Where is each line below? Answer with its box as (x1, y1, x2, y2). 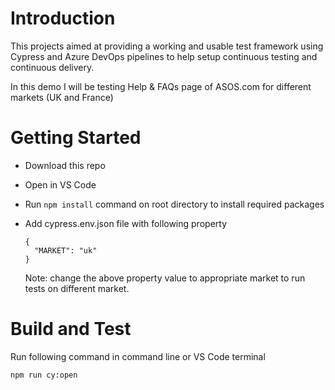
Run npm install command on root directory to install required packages (24, 198, 325, 210)
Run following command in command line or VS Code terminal (10, 350, 266, 362)
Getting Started (10, 127, 142, 149)
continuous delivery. (10, 61, 95, 73)
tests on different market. (24, 282, 130, 294)
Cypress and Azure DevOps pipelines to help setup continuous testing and (10, 50, 318, 62)
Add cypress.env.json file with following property (24, 217, 228, 229)
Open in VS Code (24, 178, 97, 191)
